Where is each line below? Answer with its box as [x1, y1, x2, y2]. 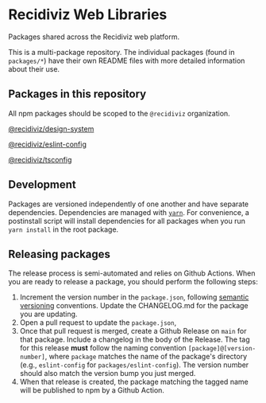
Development [8, 178, 77, 192]
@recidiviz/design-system [8, 123, 94, 133]
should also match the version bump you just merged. [19, 369, 196, 378]
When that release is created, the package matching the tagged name [19, 377, 249, 387]
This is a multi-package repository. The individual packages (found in [8, 47, 235, 57]
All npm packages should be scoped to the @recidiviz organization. [8, 108, 230, 118]
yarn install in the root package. [8, 225, 119, 234]
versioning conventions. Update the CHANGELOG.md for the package [19, 301, 249, 311]
